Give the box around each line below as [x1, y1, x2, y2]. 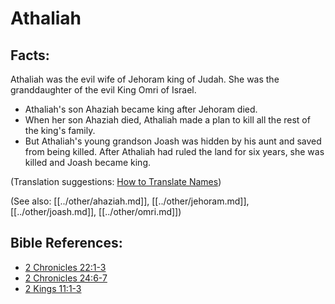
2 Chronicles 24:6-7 [24, 272, 108, 284]
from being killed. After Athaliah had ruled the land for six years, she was [24, 146, 325, 157]
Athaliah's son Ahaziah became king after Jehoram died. [24, 103, 258, 115]
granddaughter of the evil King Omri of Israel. [10, 84, 197, 96]
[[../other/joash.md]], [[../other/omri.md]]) [10, 206, 182, 217]
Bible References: [10, 235, 123, 252]
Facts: [10, 47, 50, 64]
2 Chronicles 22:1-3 [24, 261, 107, 273]
